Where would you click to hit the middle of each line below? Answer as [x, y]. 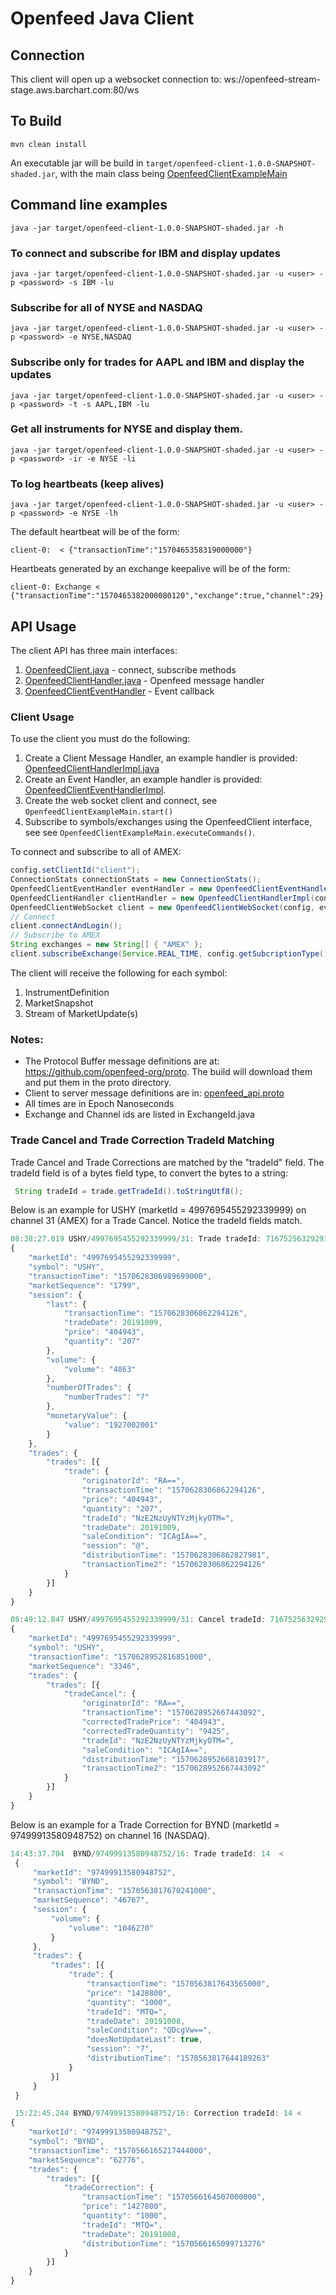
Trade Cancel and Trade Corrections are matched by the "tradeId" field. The [167, 1162]
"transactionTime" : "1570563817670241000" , [124, 1891]
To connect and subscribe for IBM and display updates [145, 253]
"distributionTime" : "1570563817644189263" [178, 2058]
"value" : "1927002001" [111, 1425]
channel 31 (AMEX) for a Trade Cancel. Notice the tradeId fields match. [156, 1221]
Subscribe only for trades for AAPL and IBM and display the [157, 362]
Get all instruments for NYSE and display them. [127, 429]
